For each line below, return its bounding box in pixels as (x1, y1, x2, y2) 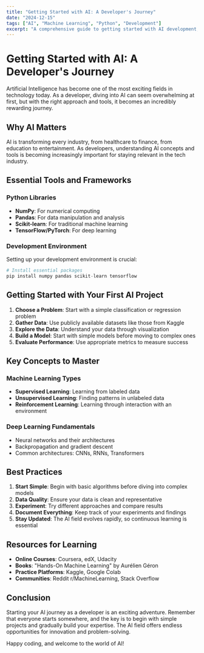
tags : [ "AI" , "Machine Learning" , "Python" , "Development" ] (6, 20, 162, 26)
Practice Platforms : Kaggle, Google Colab (15, 568, 121, 576)
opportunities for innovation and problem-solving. (6, 627, 131, 635)
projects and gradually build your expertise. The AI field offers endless (6, 621, 183, 629)
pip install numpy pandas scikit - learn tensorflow (6, 273, 137, 279)
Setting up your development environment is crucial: (6, 255, 137, 263)
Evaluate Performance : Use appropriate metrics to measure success (15, 338, 188, 345)
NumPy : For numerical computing (15, 207, 100, 215)
